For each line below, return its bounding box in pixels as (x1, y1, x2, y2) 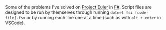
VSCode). (5, 20, 25, 26)
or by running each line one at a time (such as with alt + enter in (26, 15, 161, 20)
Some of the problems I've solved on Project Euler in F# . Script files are (5, 4, 152, 10)
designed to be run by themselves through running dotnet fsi (5, 9, 133, 15)
